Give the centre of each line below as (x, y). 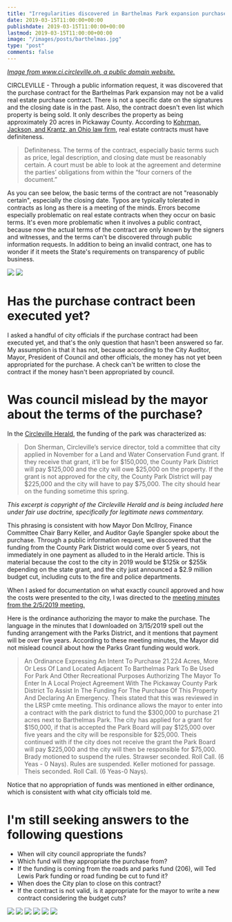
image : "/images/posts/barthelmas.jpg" (65, 39)
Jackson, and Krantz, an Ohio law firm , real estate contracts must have (108, 129)
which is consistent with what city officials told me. (79, 792)
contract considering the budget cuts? (71, 898)
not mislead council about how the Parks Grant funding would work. (104, 647)
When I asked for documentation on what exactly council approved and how (116, 590)
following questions (65, 835)
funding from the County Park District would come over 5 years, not (104, 547)
